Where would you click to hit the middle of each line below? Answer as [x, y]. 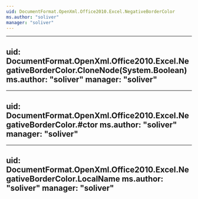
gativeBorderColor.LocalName [63, 179]
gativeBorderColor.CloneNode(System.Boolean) [97, 70]
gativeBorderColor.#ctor [52, 125]
